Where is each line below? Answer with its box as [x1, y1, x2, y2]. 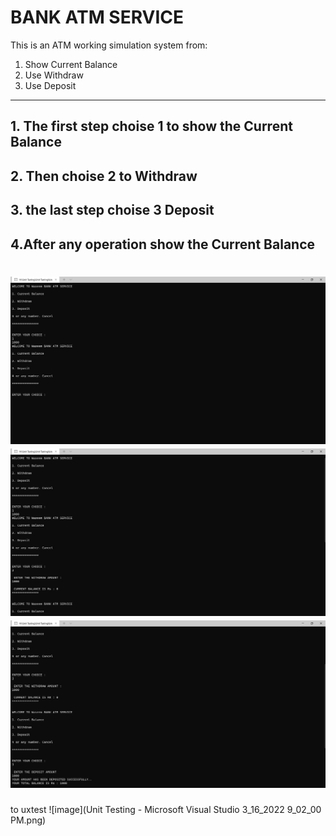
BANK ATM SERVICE [10, 6, 185, 29]
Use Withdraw [24, 69, 84, 81]
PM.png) [10, 814, 47, 826]
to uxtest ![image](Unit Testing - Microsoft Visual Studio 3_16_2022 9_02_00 [10, 804, 322, 816]
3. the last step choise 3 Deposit [10, 202, 215, 219]
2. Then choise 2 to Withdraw [10, 167, 198, 185]
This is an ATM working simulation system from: [10, 39, 208, 51]
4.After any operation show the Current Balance [10, 236, 316, 253]
